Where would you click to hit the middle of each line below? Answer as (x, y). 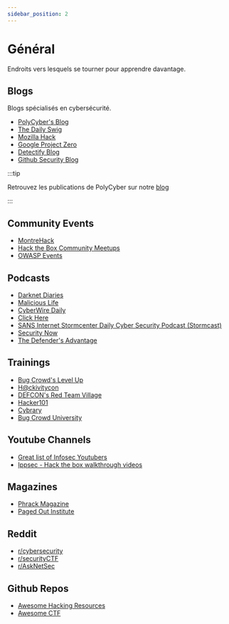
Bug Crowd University (50, 417)
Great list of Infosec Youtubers (63, 457)
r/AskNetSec (36, 566)
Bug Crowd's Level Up (50, 380)
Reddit (22, 534)
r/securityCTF (38, 559)
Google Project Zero (47, 145)
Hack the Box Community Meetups (69, 248)
